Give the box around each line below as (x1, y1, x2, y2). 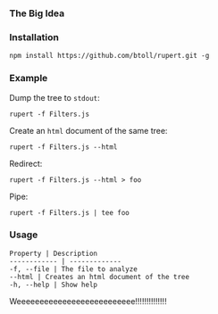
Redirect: (9, 158, 43, 169)
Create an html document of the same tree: (9, 125, 168, 136)
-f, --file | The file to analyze (9, 264, 138, 274)
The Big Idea (9, 7, 65, 20)
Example (9, 72, 48, 85)
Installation (9, 30, 60, 43)
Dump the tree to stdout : (9, 92, 100, 103)
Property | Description (9, 249, 98, 258)
